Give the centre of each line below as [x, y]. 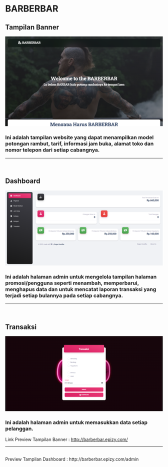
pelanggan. [19, 428]
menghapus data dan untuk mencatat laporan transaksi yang [81, 289]
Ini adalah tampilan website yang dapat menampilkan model [79, 137]
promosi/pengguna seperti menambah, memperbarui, [72, 283]
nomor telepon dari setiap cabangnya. [52, 149]
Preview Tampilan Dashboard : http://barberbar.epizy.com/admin [72, 459]
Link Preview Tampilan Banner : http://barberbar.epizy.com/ [67, 439]
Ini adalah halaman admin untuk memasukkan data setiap [76, 422]
